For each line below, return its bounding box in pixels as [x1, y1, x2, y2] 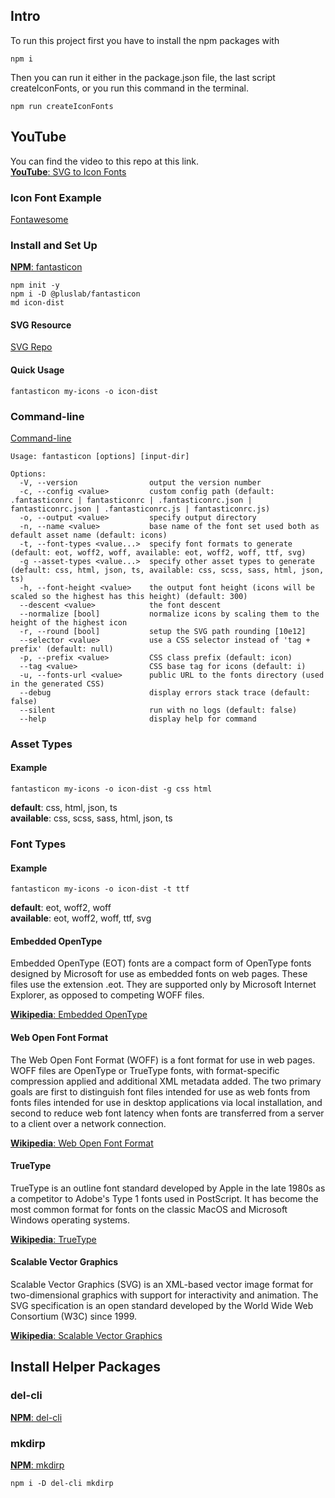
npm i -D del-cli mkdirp [10, 1478, 114, 1488]
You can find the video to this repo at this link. [10, 155, 200, 167]
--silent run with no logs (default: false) [19, 705, 298, 715]
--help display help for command [19, 714, 257, 724]
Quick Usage [10, 364, 65, 376]
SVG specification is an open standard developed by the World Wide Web [10, 1299, 314, 1311]
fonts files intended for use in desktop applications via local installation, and [10, 1096, 323, 1108]
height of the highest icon [10, 617, 128, 628]
